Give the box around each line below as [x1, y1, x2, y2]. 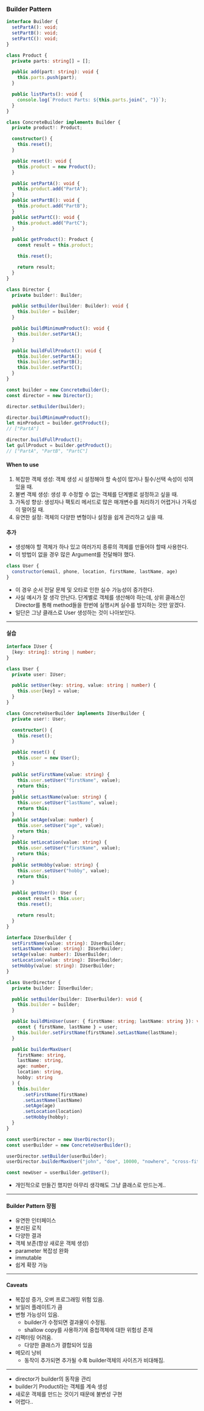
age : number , [17, 1063, 50, 1069]
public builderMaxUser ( [12, 1046, 72, 1052]
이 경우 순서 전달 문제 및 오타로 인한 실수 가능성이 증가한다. [15, 586, 155, 593]
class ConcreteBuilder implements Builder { [6, 119, 121, 125]
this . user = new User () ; [17, 755, 80, 761]
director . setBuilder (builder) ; [6, 403, 86, 409]
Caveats [6, 1281, 28, 1288]
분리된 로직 [15, 1224, 42, 1232]
